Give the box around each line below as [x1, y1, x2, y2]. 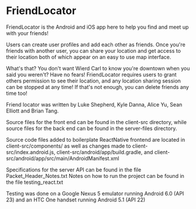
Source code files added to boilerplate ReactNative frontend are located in [6, 136, 185, 143]
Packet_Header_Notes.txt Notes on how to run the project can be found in [6, 172, 184, 179]
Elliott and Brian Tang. [6, 107, 59, 114]
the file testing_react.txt [6, 179, 63, 186]
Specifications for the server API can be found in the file [6, 166, 142, 173]
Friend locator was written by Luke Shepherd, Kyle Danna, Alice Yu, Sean [6, 101, 183, 108]
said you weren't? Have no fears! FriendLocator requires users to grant [6, 71, 177, 78]
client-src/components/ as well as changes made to [6, 142, 132, 149]
